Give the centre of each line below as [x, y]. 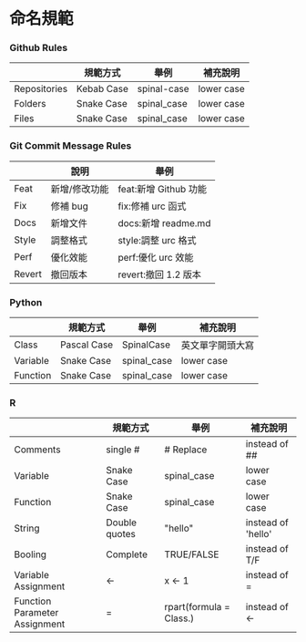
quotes [121, 534]
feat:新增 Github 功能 [163, 189]
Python [26, 302]
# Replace [185, 450]
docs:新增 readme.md [164, 223]
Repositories [41, 89]
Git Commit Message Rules [71, 146]
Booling [31, 554]
